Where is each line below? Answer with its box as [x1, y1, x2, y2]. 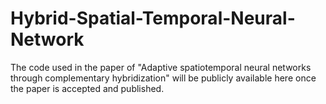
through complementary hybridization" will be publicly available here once [10, 72, 317, 84]
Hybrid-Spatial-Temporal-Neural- [10, 7, 296, 30]
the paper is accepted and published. [10, 82, 165, 94]
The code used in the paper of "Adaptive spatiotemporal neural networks [10, 61, 312, 73]
